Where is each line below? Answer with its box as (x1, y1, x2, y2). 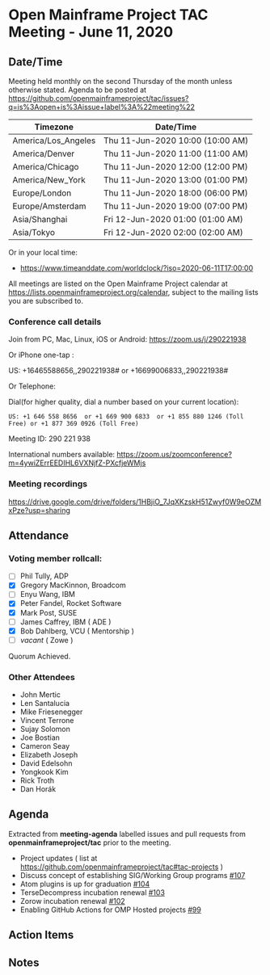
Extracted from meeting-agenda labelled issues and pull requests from (8, 829, 247, 838)
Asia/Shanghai (12, 214, 68, 225)
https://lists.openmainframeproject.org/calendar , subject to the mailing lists (8, 288, 259, 296)
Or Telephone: (8, 381, 57, 391)
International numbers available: (8, 450, 116, 460)
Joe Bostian (19, 733, 61, 742)
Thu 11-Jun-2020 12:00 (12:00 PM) (103, 162, 248, 172)
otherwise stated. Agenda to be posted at (8, 85, 147, 95)
